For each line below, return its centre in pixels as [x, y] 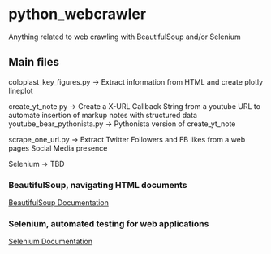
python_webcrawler [77, 14]
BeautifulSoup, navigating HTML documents [98, 185]
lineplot [21, 90]
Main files [34, 62]
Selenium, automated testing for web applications [109, 223]
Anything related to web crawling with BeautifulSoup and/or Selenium [125, 37]
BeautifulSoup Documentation [59, 203]
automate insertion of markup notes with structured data [103, 115]
